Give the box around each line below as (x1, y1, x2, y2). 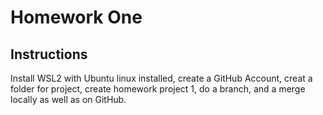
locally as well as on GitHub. (10, 94, 127, 105)
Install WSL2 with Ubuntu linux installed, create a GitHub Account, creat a (10, 72, 313, 84)
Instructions (10, 46, 88, 63)
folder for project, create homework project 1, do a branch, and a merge (10, 83, 306, 95)
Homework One (10, 6, 143, 29)
